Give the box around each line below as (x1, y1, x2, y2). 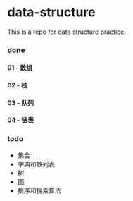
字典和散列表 (17, 159, 55, 168)
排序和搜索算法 (17, 186, 61, 195)
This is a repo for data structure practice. (7, 28, 127, 36)
